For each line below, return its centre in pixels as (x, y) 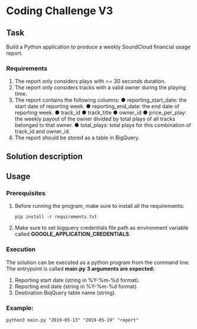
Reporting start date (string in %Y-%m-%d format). (77, 280)
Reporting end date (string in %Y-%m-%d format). (76, 286)
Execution (21, 249)
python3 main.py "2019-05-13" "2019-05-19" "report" (72, 320)
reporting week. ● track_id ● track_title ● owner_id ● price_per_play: (101, 113)
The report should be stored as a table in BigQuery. (77, 138)
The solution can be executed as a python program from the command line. (98, 262)
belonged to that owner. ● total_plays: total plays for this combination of (103, 125)
